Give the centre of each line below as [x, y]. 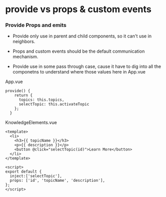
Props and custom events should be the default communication [79, 51]
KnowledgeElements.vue [31, 123]
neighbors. [24, 42]
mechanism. [25, 57]
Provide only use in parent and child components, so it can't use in [82, 36]
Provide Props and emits [36, 25]
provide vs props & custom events [78, 9]
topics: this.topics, [41, 100]
